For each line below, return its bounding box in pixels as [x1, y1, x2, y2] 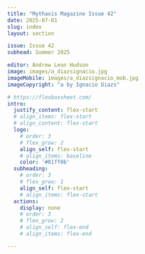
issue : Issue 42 [7, 43, 54, 50]
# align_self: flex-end [20, 224, 89, 231]
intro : [7, 100, 26, 107]
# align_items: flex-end [20, 230, 92, 237]
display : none [20, 204, 61, 211]
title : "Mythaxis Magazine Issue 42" [7, 10, 117, 17]
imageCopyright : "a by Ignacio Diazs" [7, 81, 120, 88]
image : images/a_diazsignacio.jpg [7, 68, 108, 75]
